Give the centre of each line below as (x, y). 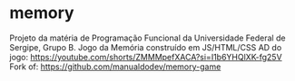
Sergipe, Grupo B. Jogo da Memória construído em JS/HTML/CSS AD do (146, 47)
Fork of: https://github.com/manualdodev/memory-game (115, 67)
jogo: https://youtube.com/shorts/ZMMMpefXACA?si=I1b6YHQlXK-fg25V (146, 57)
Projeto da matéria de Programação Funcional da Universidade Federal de (147, 38)
